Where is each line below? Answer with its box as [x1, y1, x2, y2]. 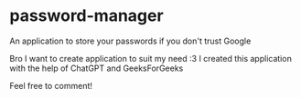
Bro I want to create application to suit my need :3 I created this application [9, 53, 293, 64]
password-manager [9, 5, 164, 26]
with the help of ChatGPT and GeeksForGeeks [9, 63, 184, 73]
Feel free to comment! [9, 80, 93, 91]
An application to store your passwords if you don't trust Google [9, 35, 252, 46]
